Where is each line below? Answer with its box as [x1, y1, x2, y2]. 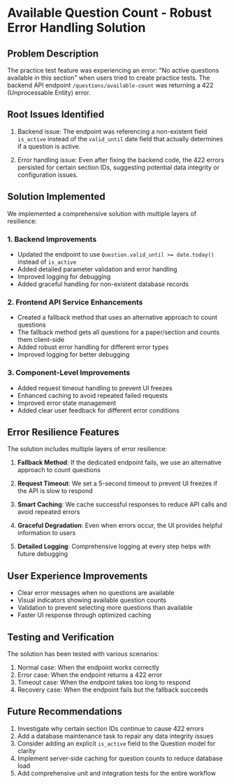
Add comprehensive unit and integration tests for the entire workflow [17, 769, 217, 777]
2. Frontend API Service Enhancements [7, 297, 143, 307]
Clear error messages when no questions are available [17, 589, 175, 597]
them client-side [17, 336, 65, 344]
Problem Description [7, 48, 99, 59]
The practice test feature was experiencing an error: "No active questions [7, 66, 219, 74]
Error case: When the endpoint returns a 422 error [17, 670, 163, 679]
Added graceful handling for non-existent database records [17, 280, 189, 288]
